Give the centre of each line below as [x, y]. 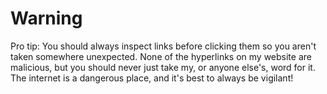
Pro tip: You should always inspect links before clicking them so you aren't [163, 46]
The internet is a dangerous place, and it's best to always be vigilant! [152, 78]
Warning [46, 18]
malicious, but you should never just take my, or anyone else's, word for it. [163, 67]
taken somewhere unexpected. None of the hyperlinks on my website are [161, 56]
